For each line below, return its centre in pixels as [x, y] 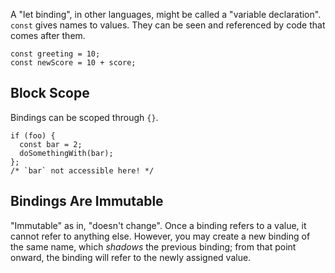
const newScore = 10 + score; [73, 63]
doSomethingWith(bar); [66, 153]
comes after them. [48, 35]
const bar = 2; [51, 144]
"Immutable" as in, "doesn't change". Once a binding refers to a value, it [158, 225]
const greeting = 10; [55, 54]
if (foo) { [33, 135]
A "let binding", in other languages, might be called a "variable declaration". [166, 14]
